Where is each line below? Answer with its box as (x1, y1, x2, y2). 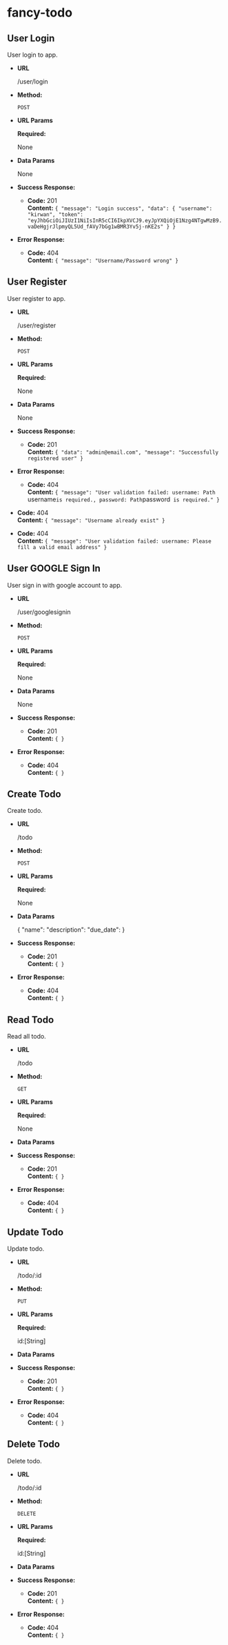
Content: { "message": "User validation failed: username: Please (17, 537, 211, 545)
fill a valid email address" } (17, 543, 107, 550)
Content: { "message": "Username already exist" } (17, 516, 165, 524)
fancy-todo (7, 5, 73, 21)
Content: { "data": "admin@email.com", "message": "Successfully (27, 448, 219, 456)
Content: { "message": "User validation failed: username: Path (27, 488, 216, 496)
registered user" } (27, 454, 84, 462)
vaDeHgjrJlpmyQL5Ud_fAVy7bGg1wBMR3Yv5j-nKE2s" (27, 223, 164, 230)
